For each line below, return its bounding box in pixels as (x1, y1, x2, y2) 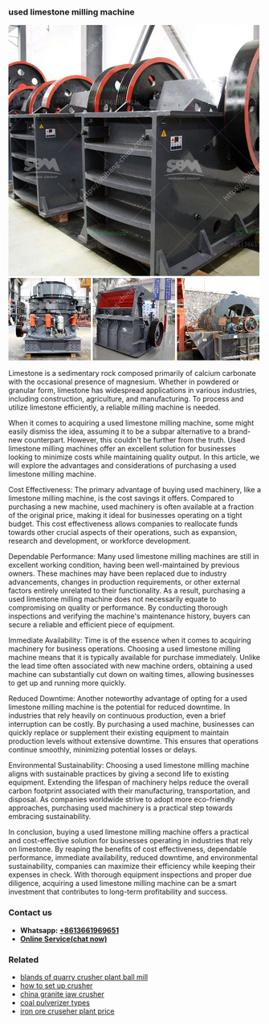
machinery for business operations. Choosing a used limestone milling (8, 644, 241, 654)
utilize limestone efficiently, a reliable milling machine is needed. (8, 402, 221, 412)
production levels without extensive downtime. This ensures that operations (8, 736, 259, 746)
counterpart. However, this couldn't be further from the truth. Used (23, 435, 246, 445)
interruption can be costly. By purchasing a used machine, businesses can (8, 720, 255, 729)
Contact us (8, 907, 52, 918)
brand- (227, 426, 251, 436)
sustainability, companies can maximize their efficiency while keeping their (8, 862, 256, 871)
